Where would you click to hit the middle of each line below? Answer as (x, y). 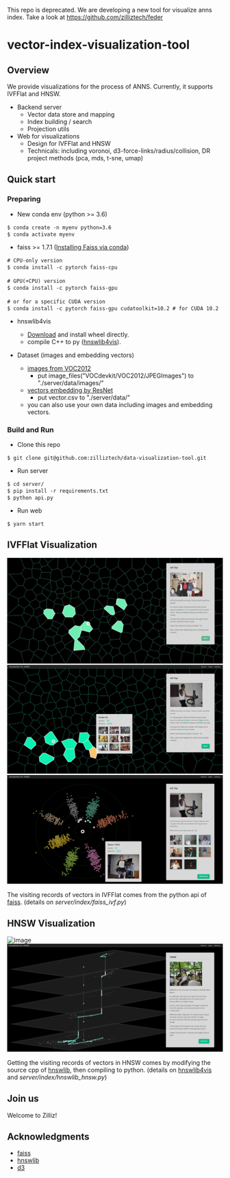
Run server (33, 470)
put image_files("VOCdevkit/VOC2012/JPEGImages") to (115, 376)
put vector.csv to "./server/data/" (84, 397)
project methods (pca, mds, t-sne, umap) (85, 158)
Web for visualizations (48, 136)
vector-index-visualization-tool (99, 45)
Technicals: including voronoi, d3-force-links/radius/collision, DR (119, 151)
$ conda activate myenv (41, 234)
